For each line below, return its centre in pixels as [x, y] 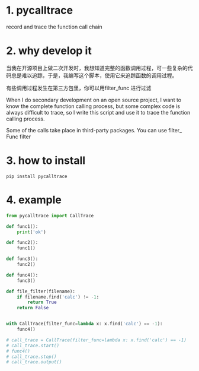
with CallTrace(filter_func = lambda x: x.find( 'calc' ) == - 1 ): [84, 324]
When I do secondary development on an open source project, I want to [94, 100]
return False [33, 308]
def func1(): [22, 226]
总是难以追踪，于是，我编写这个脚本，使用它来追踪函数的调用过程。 [94, 75]
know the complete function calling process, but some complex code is [93, 106]
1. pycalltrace [39, 10]
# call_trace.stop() [32, 357]
